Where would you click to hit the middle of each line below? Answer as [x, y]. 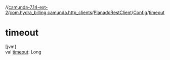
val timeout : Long [23, 51]
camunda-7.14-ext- [28, 7]
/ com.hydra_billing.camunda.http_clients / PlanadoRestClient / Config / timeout [86, 12]
